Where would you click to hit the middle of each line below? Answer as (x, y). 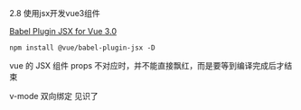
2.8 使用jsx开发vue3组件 (55, 13)
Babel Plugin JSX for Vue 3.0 (63, 31)
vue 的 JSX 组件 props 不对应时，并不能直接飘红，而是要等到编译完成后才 (147, 65)
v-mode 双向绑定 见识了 (54, 96)
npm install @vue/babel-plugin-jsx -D (82, 48)
